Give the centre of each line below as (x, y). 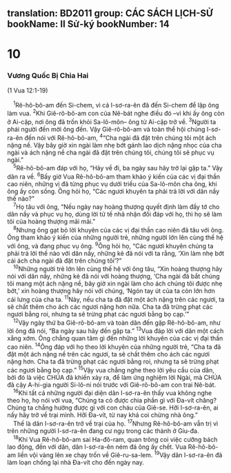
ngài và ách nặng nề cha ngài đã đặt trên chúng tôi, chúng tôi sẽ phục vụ (111, 152)
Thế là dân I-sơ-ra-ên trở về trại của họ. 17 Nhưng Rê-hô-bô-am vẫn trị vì (116, 423)
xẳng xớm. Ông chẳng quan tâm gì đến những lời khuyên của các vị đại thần (115, 339)
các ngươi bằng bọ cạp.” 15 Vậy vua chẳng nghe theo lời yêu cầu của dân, (111, 369)
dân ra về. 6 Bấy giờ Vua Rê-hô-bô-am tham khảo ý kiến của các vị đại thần (114, 176)
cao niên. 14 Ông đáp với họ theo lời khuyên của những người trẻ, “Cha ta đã (114, 346)
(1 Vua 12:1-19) (28, 90)
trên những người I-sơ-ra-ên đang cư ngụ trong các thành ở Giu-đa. (103, 431)
